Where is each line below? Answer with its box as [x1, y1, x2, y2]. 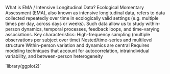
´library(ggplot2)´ [5, 63, 41, 69]
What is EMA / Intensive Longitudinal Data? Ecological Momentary [5, 5, 144, 10]
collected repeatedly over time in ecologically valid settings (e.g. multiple [5, 15, 159, 21]
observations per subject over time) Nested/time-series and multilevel [5, 37, 153, 43]
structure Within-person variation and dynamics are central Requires [5, 42, 150, 48]
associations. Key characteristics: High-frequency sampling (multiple [5, 32, 151, 37]
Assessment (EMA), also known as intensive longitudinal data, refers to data [5, 10, 165, 16]
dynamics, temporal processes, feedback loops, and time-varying [21, 26, 160, 32]
